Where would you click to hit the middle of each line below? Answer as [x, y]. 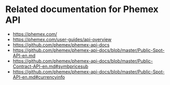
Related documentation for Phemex [82, 9]
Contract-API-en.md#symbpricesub [50, 66]
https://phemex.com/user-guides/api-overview [62, 39]
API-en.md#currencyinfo [39, 77]
